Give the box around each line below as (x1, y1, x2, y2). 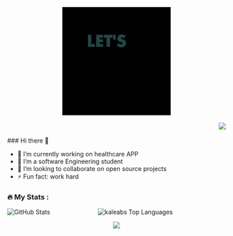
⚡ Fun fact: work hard (17, 172, 79, 181)
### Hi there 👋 (7, 136, 49, 145)
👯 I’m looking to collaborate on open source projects (17, 165, 167, 172)
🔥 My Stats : (7, 192, 49, 201)
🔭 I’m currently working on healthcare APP (17, 150, 139, 158)
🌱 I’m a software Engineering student (17, 157, 123, 165)
